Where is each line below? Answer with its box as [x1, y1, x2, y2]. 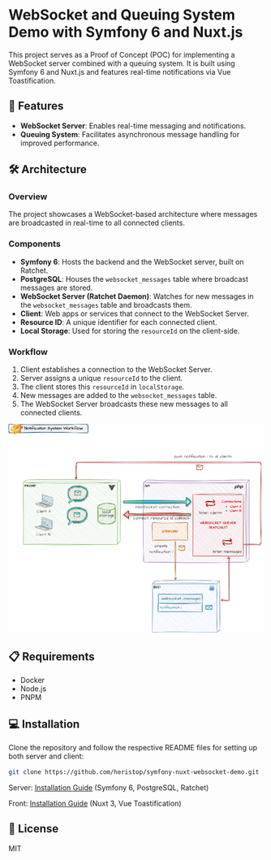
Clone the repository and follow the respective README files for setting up [8, 743, 258, 753]
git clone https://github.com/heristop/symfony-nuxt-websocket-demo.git [8, 768, 260, 776]
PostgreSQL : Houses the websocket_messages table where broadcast [19, 274, 249, 283]
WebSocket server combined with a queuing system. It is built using [8, 58, 235, 68]
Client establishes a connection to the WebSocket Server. [19, 365, 213, 374]
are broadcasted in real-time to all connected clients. [8, 218, 185, 228]
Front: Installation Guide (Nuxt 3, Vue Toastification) [8, 798, 182, 808]
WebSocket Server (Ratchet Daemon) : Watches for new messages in [19, 291, 254, 301]
